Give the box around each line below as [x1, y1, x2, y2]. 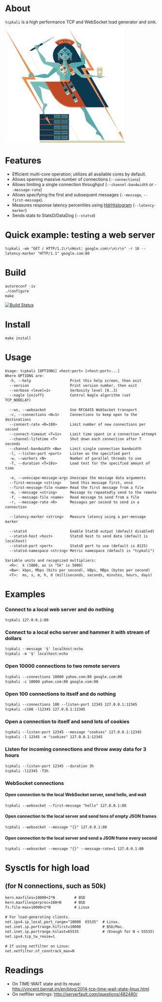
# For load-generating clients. [5, 915, 70, 920]
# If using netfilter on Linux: [5, 944, 70, 949]
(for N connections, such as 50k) [5, 881, 106, 890]
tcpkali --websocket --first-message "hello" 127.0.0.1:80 [5, 803, 127, 808]
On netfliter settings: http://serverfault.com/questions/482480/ [12, 991, 138, 997]
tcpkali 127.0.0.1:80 [5, 618, 49, 622]
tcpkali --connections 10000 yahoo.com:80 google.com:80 [5, 674, 122, 679]
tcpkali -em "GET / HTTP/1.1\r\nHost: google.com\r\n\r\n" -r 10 [5, 246, 139, 251]
